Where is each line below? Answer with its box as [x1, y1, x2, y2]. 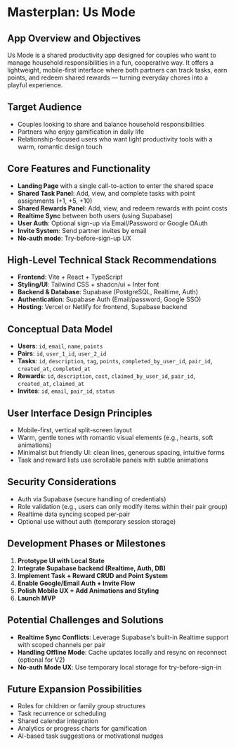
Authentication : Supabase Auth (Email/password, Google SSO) [17, 295, 202, 303]
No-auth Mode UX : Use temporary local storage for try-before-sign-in [17, 663, 222, 671]
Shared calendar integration [17, 717, 98, 725]
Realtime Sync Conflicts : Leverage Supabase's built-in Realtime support [17, 633, 229, 641]
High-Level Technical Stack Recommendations [7, 254, 217, 266]
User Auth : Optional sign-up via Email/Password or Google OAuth [17, 219, 209, 227]
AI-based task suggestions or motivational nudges [17, 732, 164, 740]
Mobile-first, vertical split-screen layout [17, 426, 132, 434]
